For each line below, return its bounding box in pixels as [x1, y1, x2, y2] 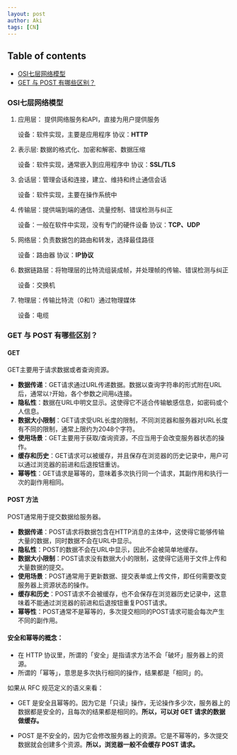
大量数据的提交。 [17, 563, 68, 571]
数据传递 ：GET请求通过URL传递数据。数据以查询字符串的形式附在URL [17, 380, 222, 388]
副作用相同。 [30, 478, 68, 486]
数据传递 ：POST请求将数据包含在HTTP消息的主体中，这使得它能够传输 [17, 527, 225, 536]
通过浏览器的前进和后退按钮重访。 [23, 460, 124, 469]
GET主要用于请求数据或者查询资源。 [7, 365, 113, 374]
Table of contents [7, 50, 86, 62]
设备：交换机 [17, 281, 55, 289]
